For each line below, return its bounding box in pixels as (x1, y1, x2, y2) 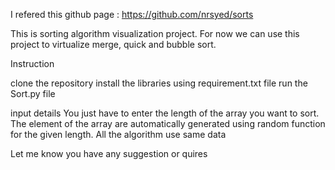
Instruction (10, 58, 55, 69)
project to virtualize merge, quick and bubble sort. (10, 39, 217, 50)
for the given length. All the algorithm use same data (10, 129, 227, 140)
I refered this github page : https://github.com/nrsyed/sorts (10, 9, 254, 20)
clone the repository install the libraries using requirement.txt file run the (10, 77, 308, 89)
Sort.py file (10, 88, 56, 99)
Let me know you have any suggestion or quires (10, 148, 208, 159)
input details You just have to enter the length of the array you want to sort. (10, 107, 320, 119)
